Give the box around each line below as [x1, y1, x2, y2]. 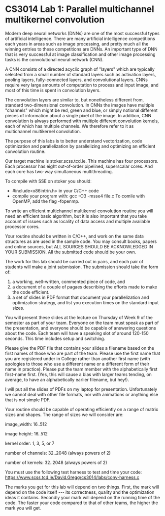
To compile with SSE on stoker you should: [5, 178, 92, 184]
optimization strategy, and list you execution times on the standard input [12, 299, 159, 305]
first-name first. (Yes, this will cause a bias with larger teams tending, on [5, 371, 152, 377]
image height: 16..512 [5, 430, 48, 436]
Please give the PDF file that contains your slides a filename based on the [5, 345, 154, 351]
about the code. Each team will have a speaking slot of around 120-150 [5, 330, 149, 336]
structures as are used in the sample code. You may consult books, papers [5, 238, 157, 244]
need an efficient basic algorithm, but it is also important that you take [5, 213, 147, 219]
